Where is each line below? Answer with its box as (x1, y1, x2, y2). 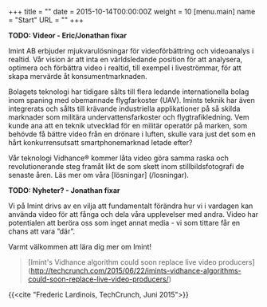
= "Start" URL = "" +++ (8, 15, 84, 25)
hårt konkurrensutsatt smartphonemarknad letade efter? (8, 138, 193, 147)
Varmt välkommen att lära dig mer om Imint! (8, 242, 152, 251)
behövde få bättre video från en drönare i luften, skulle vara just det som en (8, 129, 257, 139)
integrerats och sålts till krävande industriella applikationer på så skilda (8, 104, 241, 113)
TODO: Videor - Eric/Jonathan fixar (8, 31, 128, 40)
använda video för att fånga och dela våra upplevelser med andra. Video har (8, 210, 259, 218)
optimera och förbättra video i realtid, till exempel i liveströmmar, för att (8, 63, 241, 73)
